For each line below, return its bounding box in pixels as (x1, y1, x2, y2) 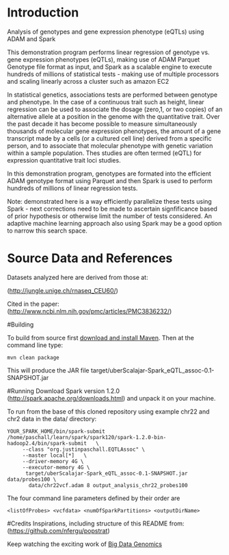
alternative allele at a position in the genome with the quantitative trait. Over (7, 112, 220, 121)
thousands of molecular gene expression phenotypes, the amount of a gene (7, 127, 221, 135)
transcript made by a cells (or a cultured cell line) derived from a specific (7, 134, 212, 142)
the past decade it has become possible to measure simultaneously (7, 119, 198, 128)
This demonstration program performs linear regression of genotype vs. (7, 48, 210, 56)
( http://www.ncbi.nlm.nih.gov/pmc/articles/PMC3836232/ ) (7, 307, 172, 315)
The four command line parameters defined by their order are (7, 494, 180, 502)
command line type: (7, 341, 64, 349)
